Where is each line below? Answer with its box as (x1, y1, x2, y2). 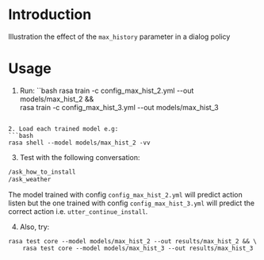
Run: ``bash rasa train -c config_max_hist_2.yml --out (19, 86, 194, 95)
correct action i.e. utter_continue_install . (8, 206, 148, 216)
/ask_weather (8, 175, 52, 183)
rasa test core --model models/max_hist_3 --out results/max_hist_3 (22, 244, 254, 252)
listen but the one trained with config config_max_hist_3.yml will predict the (8, 198, 255, 208)
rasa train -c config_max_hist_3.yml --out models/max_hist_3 (19, 102, 220, 112)
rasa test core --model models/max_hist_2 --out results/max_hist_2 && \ (8, 237, 258, 245)
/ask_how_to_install (8, 168, 77, 176)
